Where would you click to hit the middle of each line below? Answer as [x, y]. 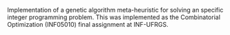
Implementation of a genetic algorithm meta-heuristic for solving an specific [115, 10]
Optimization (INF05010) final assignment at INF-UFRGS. [88, 24]
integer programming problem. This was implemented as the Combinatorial [114, 17]
